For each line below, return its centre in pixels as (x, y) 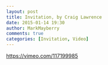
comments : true (25, 34)
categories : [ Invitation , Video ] (47, 39)
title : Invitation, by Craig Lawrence (54, 17)
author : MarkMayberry (33, 28)
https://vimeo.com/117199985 (42, 56)
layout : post (22, 12)
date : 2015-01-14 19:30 (36, 22)
